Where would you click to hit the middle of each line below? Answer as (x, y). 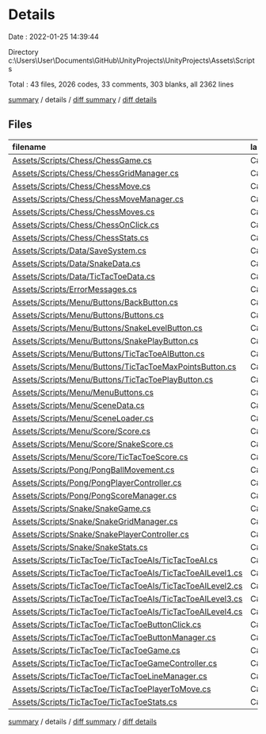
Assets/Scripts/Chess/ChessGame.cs (82, 160)
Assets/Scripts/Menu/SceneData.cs (78, 405)
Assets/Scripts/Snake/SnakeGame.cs (82, 508)
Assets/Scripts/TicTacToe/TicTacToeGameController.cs (115, 663)
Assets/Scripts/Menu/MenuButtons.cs (83, 392)
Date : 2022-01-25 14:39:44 (53, 37)
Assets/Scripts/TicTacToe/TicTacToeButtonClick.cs (107, 624)
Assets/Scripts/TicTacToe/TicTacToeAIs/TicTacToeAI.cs (115, 559)
